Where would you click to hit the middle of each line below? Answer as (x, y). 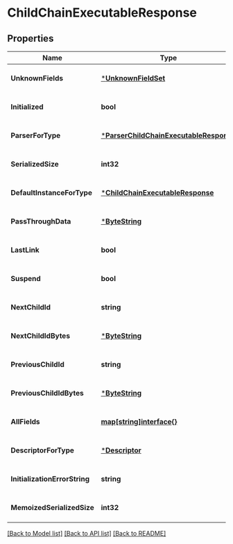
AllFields (25, 422)
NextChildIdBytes (41, 336)
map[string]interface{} (139, 422)
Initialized (27, 107)
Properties (31, 39)
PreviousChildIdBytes (48, 393)
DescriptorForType (43, 450)
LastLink (25, 250)
